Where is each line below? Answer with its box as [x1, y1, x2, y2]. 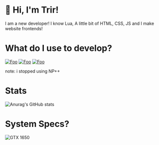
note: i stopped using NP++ [5, 68, 60, 74]
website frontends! [5, 25, 43, 31]
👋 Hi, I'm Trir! [5, 4, 59, 16]
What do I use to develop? [5, 43, 112, 54]
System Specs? [5, 119, 70, 129]
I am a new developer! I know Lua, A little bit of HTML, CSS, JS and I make [5, 20, 155, 26]
